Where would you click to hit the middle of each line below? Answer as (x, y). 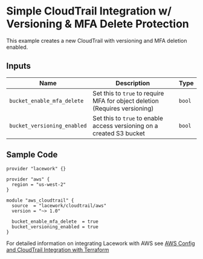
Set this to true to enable (128, 118)
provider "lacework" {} (36, 168)
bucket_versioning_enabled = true (55, 227)
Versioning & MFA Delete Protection (98, 24)
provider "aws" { (28, 179)
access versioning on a (125, 126)
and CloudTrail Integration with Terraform (58, 249)
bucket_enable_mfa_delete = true (55, 222)
